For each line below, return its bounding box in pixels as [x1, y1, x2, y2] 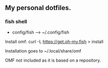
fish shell [5, 18, 28, 25]
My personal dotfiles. [5, 4, 72, 12]
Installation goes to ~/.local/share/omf [5, 48, 82, 54]
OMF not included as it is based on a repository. [5, 57, 101, 63]
